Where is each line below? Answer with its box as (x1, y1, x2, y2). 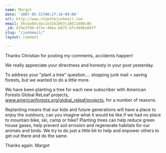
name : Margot (5, 7, 32, 12)
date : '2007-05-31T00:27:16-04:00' (5, 12, 79, 17)
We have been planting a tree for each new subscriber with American (5, 86, 146, 92)
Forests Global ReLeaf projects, (5, 92, 69, 98)
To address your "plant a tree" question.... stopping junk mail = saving (5, 72, 147, 77)
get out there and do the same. (5, 133, 68, 139)
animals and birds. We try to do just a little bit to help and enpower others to (5, 127, 160, 133)
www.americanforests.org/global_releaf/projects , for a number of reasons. (5, 97, 157, 103)
